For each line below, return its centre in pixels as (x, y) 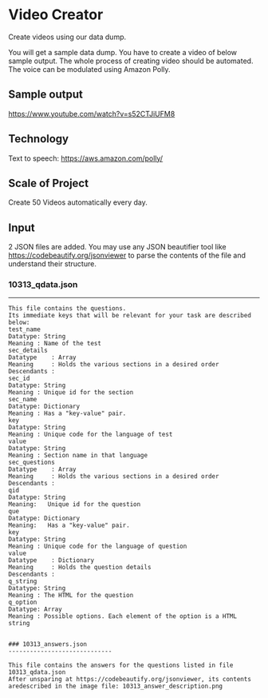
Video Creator (56, 15)
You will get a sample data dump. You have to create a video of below (123, 52)
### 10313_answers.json (48, 644)
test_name (25, 329)
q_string (23, 581)
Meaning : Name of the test (55, 344)
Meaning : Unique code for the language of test (91, 435)
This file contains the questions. (67, 309)
